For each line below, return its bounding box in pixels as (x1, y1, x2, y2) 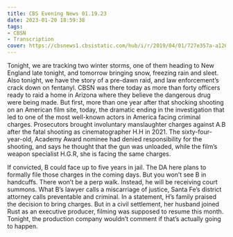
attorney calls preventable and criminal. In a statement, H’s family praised (7, 193, 217, 201)
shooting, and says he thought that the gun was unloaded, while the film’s (7, 143, 218, 150)
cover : (7, 42, 26, 49)
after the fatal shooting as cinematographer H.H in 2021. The (7, 128, 180, 136)
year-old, (7, 135, 33, 143)
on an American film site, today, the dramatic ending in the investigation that (7, 105, 225, 114)
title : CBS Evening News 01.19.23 (7, 10, 107, 17)
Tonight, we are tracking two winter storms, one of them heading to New (7, 62, 215, 69)
